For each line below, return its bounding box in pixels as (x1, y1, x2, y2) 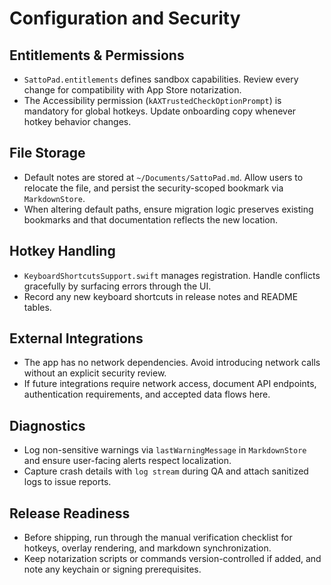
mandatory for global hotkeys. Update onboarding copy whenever (23, 105, 297, 117)
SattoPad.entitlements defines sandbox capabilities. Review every (23, 73, 299, 85)
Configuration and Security (9, 7, 241, 30)
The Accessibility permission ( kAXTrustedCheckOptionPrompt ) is (23, 95, 282, 106)
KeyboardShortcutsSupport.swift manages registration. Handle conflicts (23, 269, 321, 281)
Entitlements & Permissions (9, 47, 185, 64)
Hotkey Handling (9, 243, 116, 260)
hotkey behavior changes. (23, 116, 132, 127)
